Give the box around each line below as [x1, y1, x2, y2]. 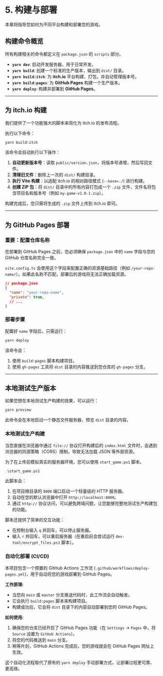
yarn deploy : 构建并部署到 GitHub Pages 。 [12, 86, 98, 92]
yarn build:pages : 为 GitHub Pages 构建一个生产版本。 [12, 80, 123, 85]
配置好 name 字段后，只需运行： [5, 328, 67, 334]
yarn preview [5, 408, 32, 413]
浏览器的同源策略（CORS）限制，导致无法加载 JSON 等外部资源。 [5, 448, 137, 454]
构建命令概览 [5, 37, 44, 45]
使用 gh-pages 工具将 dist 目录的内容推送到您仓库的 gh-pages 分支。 [12, 364, 148, 370]
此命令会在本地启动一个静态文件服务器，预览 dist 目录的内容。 [5, 417, 131, 423]
